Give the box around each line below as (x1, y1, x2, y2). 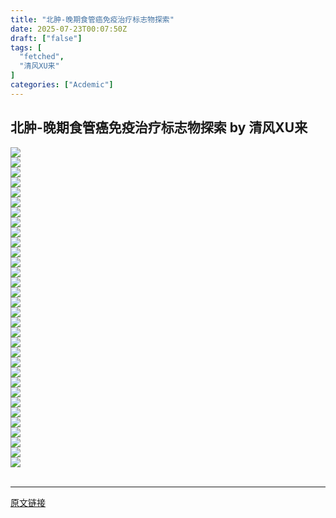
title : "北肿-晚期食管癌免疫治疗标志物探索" (10, 14, 175, 25)
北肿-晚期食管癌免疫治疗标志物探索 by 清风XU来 (10, 119, 308, 136)
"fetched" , (19, 52, 65, 62)
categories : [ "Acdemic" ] (10, 80, 114, 90)
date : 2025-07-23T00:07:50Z (10, 24, 128, 34)
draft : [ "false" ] (10, 33, 83, 43)
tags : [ (10, 42, 43, 53)
